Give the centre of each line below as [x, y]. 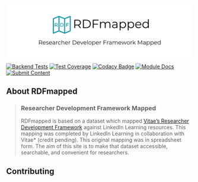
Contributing [30, 171]
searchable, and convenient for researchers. [75, 152]
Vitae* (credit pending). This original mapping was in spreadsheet [101, 140]
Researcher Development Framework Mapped [88, 108]
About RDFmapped [42, 92]
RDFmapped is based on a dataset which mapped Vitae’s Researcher [105, 121]
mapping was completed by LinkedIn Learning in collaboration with [103, 134]
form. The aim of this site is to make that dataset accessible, [94, 146]
